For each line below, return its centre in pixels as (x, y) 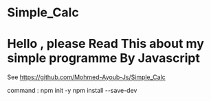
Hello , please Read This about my (106, 44)
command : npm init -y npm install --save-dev (72, 91)
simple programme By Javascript (104, 58)
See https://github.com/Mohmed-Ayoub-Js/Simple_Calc (87, 77)
